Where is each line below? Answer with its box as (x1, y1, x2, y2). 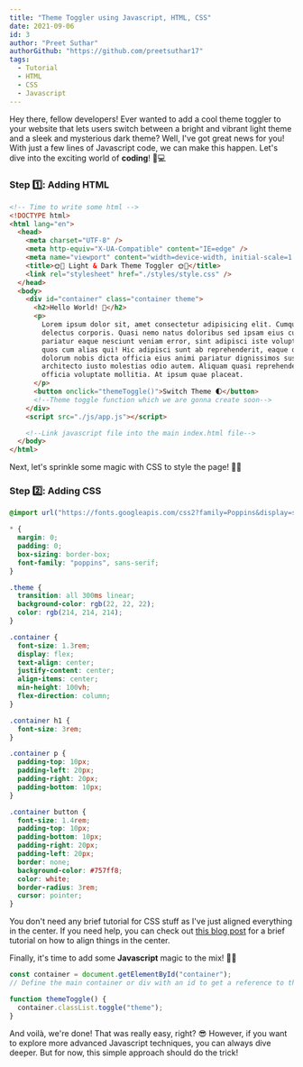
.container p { (9, 750, 67, 759)
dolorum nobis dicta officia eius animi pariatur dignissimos (41, 354, 280, 363)
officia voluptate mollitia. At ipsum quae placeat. (41, 371, 244, 380)
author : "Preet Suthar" (9, 38, 99, 48)
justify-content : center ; (17, 667, 115, 676)
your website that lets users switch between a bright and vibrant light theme (9, 123, 292, 133)
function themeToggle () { (9, 994, 106, 1004)
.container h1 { (9, 716, 70, 725)
